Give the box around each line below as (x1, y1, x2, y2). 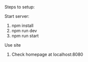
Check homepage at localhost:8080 (11, 51, 83, 57)
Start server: (4, 13, 29, 19)
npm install (11, 23, 34, 28)
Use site (4, 42, 21, 48)
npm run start (11, 33, 39, 38)
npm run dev (11, 28, 37, 33)
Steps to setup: (4, 4, 35, 10)
